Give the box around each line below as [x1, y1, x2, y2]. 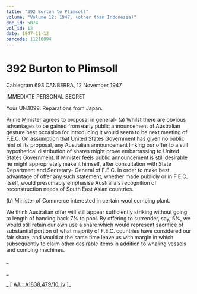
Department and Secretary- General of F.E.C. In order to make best [6, 166, 170, 173]
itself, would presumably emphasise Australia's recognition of [6, 179, 157, 186]
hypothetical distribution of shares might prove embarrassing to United [6, 147, 180, 154]
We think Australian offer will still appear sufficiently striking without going [6, 208, 188, 216]
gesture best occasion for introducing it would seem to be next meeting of [6, 128, 188, 135]
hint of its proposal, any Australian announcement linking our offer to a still [6, 141, 188, 148]
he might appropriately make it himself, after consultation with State [6, 160, 171, 167]
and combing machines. [6, 246, 65, 253]
